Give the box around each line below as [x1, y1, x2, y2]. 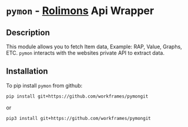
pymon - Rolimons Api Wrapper [6, 4, 155, 18]
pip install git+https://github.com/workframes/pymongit [6, 93, 149, 99]
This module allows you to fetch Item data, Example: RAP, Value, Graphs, [6, 43, 182, 50]
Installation [6, 66, 48, 76]
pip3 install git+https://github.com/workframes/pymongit [6, 115, 151, 121]
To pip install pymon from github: [6, 82, 83, 89]
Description [6, 28, 50, 38]
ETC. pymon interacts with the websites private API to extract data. [6, 49, 165, 56]
